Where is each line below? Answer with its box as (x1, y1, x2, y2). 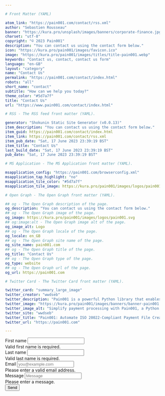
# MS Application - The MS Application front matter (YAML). (5, 161, 133, 166)
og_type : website (5, 261, 41, 266)
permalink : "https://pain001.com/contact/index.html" (5, 75, 118, 80)
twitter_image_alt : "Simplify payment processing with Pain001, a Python (5, 306, 160, 311)
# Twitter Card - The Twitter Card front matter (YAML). (5, 279, 124, 284)
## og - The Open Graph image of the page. (5, 211, 96, 216)
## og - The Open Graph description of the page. (5, 201, 109, 206)
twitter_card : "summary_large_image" (5, 288, 82, 293)
